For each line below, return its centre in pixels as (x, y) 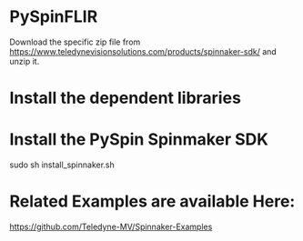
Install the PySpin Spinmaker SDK (139, 140)
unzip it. (25, 61)
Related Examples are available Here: (152, 201)
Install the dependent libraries (125, 98)
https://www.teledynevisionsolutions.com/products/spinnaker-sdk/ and (143, 51)
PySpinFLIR (54, 17)
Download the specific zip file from (75, 42)
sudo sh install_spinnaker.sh (62, 165)
